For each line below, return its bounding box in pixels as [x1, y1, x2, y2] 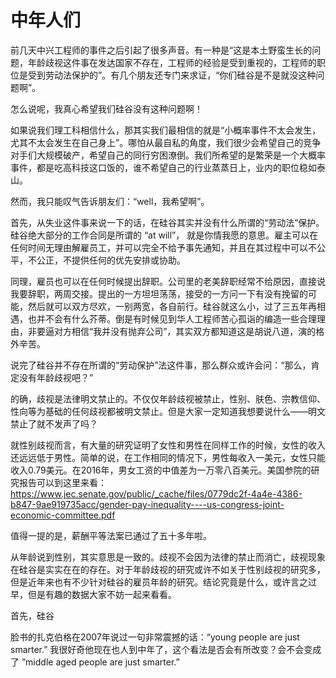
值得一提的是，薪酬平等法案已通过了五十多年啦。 [10, 529, 212, 541]
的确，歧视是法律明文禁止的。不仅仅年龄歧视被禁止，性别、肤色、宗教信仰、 [10, 392, 326, 405]
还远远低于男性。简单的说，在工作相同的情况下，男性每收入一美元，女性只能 [10, 451, 326, 463]
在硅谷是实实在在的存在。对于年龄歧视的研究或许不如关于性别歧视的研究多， [10, 563, 326, 575]
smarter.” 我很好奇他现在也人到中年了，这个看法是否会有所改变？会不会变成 [10, 643, 322, 655]
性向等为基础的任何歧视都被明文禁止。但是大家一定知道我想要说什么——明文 [10, 405, 326, 417]
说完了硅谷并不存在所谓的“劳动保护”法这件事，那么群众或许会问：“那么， [10, 359, 312, 371]
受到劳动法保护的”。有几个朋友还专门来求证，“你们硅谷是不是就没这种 [27, 69, 317, 81]
